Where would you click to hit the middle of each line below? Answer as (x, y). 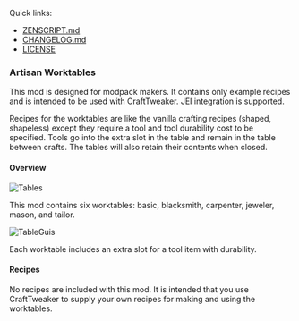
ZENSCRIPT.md (51, 30)
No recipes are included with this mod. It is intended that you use (129, 289)
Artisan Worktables (53, 72)
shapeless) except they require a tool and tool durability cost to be (131, 128)
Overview (28, 167)
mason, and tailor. (42, 215)
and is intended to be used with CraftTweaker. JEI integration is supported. (147, 101)
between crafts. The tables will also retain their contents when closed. (139, 148)
